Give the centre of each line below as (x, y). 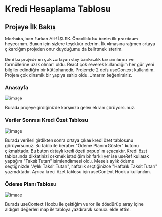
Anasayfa (17, 87)
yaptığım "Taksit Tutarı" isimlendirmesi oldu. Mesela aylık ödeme (70, 161)
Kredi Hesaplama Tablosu (58, 9)
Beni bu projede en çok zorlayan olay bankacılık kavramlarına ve (69, 59)
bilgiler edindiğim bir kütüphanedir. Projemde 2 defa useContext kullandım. (80, 70)
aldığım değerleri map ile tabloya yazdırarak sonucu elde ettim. (68, 209)
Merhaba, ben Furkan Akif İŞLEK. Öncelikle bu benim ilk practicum (72, 39)
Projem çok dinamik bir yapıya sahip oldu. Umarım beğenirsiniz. (69, 75)
